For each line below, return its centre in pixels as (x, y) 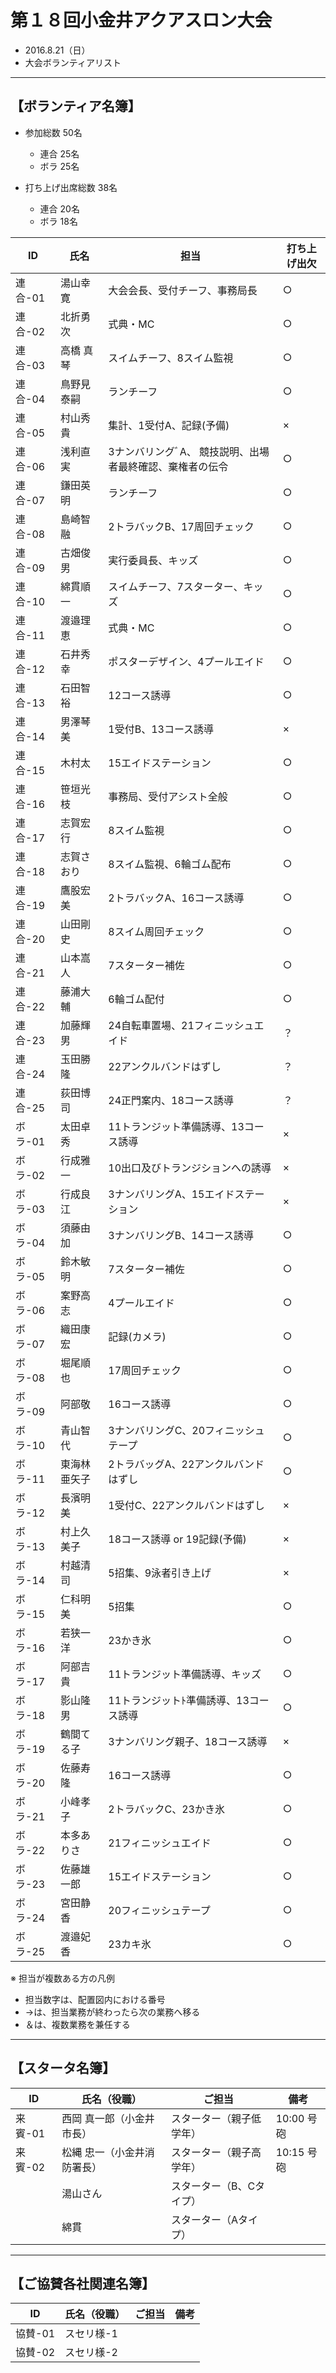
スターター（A (204, 2219)
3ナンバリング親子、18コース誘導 (188, 1741)
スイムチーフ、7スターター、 (176, 586)
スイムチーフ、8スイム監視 (171, 358)
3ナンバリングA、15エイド (171, 1194)
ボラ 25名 (59, 166)
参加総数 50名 (53, 132)
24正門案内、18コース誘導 (171, 1100)
